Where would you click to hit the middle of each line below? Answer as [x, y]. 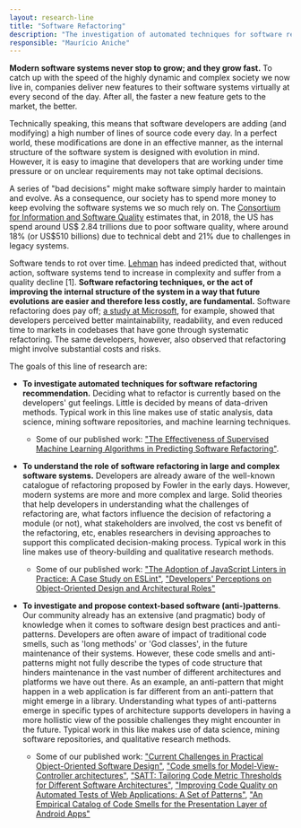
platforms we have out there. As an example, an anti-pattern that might [153, 682]
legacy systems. [39, 246]
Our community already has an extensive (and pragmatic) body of [144, 615]
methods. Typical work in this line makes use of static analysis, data [147, 413]
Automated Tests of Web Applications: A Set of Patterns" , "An [149, 795]
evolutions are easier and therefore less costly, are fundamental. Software [150, 301]
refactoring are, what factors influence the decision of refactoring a [146, 514]
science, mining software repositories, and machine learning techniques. [156, 422]
